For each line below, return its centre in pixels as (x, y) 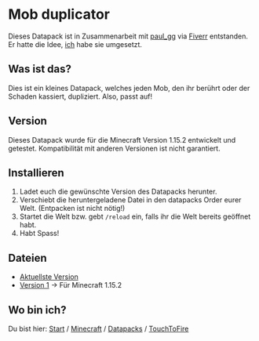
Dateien (27, 258)
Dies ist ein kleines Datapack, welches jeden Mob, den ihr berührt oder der (129, 88)
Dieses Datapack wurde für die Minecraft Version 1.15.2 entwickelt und (122, 140)
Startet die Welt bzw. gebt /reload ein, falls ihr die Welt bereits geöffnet (135, 216)
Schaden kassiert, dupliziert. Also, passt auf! (80, 96)
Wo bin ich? (37, 310)
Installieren (36, 173)
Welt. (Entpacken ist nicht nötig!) (72, 209)
